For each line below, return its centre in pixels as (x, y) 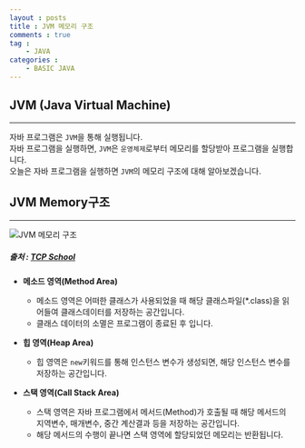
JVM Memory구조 (60, 202)
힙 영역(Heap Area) (58, 343)
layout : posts (38, 18)
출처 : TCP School (42, 257)
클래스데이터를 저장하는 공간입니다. (123, 312)
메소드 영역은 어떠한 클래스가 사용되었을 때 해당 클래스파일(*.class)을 (158, 301)
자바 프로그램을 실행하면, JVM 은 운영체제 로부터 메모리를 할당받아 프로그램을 (139, 148)
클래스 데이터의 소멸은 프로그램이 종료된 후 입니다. (124, 324)
